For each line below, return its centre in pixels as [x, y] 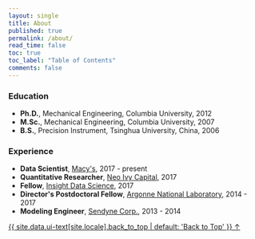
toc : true [25, 53]
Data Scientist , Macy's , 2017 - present [84, 168]
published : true [35, 30]
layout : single [34, 16]
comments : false [35, 68]
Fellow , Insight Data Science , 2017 [77, 186]
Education [29, 95]
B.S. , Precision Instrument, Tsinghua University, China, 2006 [120, 131]
